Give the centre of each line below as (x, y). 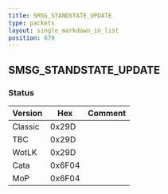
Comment (106, 113)
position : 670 (32, 38)
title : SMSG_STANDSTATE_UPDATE (60, 16)
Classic (26, 126)
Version (27, 113)
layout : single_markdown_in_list (64, 30)
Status (21, 92)
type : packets (32, 23)
